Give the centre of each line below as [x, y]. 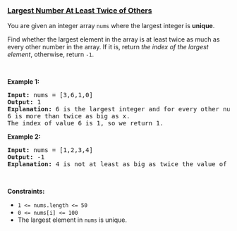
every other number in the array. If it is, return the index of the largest [108, 47]
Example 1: [24, 82]
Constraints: [26, 192]
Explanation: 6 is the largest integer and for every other [114, 109]
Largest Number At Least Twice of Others [80, 11]
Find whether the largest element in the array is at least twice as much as [114, 39]
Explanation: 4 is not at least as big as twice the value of [117, 164]
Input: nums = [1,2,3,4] [50, 150]
